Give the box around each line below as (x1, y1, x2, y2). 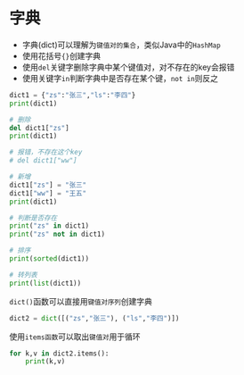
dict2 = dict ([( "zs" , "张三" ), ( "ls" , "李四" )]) (9, 313, 180, 322)
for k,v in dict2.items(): (9, 349, 110, 358)
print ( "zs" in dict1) (9, 221, 90, 230)
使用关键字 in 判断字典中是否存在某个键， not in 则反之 (21, 72, 219, 83)
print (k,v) (25, 357, 66, 366)
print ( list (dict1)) (9, 279, 82, 287)
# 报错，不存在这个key (9, 148, 83, 157)
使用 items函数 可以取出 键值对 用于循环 (9, 331, 141, 342)
